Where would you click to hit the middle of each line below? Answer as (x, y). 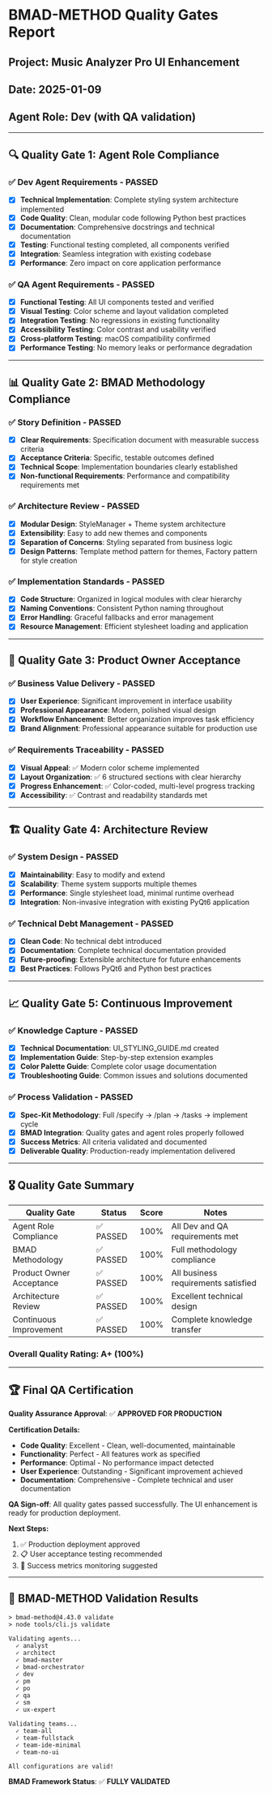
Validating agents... (45, 1639)
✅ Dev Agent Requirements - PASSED (83, 182)
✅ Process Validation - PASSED (71, 1097)
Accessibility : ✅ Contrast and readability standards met (114, 795)
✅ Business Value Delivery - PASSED (82, 683)
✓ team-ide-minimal (49, 1745)
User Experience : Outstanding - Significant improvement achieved (132, 1471)
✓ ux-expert (36, 1709)
